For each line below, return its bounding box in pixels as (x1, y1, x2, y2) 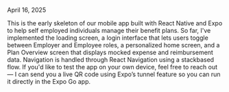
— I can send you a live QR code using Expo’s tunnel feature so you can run (7, 70, 221, 78)
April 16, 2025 (7, 6, 47, 14)
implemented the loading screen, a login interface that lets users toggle (7, 34, 209, 42)
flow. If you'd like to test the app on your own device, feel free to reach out (7, 63, 218, 71)
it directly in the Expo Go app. (7, 78, 91, 85)
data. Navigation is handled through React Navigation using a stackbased (7, 56, 215, 64)
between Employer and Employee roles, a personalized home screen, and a (7, 41, 220, 49)
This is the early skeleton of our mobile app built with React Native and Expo (7, 19, 223, 27)
